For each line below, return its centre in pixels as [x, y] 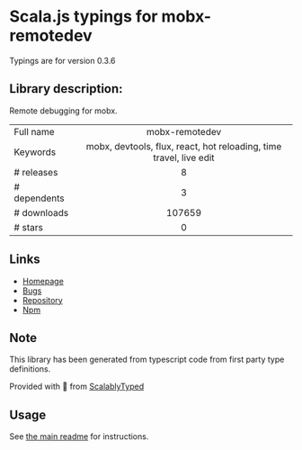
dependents [39, 198]
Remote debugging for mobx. [64, 111]
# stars [28, 227]
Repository [42, 300]
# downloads [41, 212]
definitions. [30, 369]
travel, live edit [184, 157]
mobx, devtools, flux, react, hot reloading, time [184, 146]
